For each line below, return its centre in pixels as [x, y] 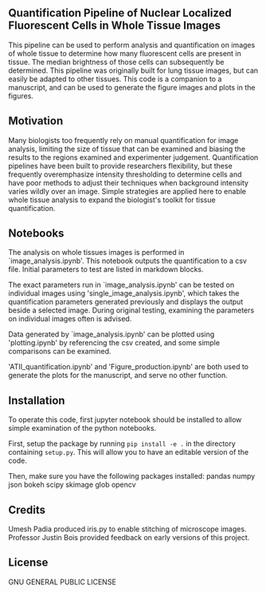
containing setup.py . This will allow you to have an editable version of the [129, 452]
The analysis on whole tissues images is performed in [96, 253]
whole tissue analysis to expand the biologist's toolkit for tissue [112, 200]
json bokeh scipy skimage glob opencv [72, 485]
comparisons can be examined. [60, 352]
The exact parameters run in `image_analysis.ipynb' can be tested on [121, 285]
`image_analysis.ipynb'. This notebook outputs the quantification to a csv [127, 261]
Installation [37, 400]
